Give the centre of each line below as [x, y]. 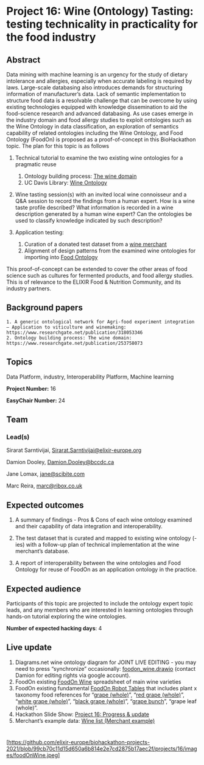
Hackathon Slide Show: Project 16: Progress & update [82, 714]
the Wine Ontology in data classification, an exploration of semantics [93, 126]
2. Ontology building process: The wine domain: [69, 338]
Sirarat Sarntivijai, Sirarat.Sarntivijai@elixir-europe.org [74, 450]
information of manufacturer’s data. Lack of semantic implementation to [96, 94]
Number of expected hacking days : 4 [54, 628]
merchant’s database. [42, 551]
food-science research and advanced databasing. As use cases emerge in [100, 113]
